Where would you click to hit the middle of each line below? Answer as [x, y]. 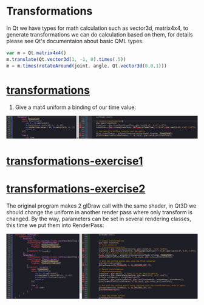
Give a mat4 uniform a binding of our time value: [76, 107]
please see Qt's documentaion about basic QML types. [75, 41]
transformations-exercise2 [76, 189]
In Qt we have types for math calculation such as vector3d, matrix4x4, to [97, 28]
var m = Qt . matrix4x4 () [36, 53]
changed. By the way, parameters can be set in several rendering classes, [99, 219]
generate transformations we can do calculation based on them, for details [100, 34]
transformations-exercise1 [75, 161]
